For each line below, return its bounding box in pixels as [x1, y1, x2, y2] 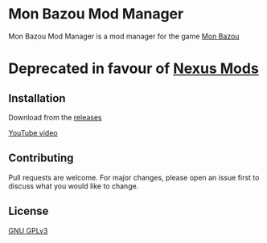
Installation [8, 91, 66, 105]
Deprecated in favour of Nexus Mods [8, 59, 259, 78]
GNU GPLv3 [8, 225, 48, 235]
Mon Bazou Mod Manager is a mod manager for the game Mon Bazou [8, 31, 240, 41]
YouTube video [8, 128, 58, 137]
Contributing [8, 152, 74, 165]
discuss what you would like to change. [8, 181, 139, 191]
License [8, 205, 49, 218]
